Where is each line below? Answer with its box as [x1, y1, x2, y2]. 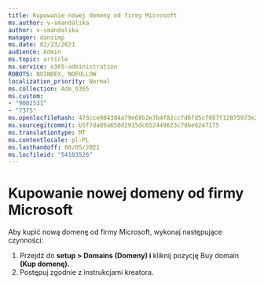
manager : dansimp [8, 33, 65, 42]
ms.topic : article [8, 56, 68, 64]
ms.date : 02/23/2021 [8, 41, 76, 49]
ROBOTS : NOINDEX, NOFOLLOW [8, 70, 97, 78]
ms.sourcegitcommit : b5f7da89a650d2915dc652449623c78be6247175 [8, 121, 220, 129]
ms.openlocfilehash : [8, 114, 76, 122]
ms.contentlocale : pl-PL [8, 135, 90, 144]
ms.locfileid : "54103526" [8, 150, 93, 158]
